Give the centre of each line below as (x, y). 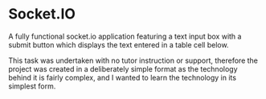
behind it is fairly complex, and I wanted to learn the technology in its (123, 77)
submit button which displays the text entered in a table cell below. (119, 44)
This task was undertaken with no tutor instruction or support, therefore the (133, 60)
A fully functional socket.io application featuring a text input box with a (125, 36)
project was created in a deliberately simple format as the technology (123, 68)
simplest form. (32, 86)
